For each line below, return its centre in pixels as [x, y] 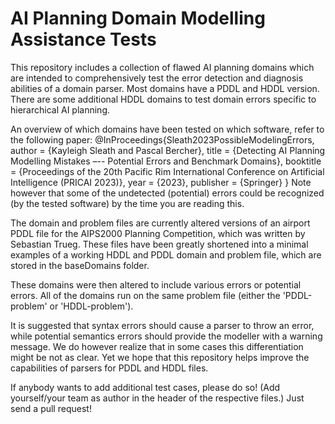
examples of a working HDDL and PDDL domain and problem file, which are [166, 254]
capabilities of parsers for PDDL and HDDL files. [109, 368]
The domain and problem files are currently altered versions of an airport [160, 223]
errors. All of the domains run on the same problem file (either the [145, 295]
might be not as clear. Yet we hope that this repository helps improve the [160, 357]
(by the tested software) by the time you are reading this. [127, 203]
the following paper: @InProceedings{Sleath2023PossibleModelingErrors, [162, 139]
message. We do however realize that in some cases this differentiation [157, 346]
